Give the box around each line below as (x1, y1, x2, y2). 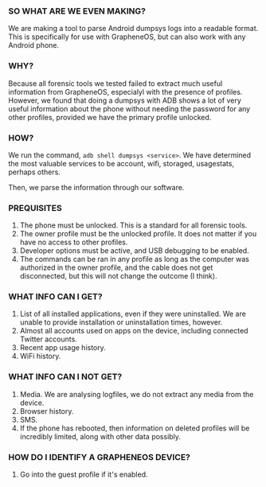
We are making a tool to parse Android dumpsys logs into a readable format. (8, 24, 259, 33)
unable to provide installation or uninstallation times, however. (19, 318, 223, 327)
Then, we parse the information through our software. (8, 182, 185, 192)
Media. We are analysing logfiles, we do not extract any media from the (19, 389, 254, 399)
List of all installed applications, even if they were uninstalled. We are (19, 309, 247, 319)
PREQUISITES (8, 202, 62, 213)
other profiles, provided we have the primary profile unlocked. (8, 112, 212, 122)
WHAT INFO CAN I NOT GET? (8, 372, 123, 383)
